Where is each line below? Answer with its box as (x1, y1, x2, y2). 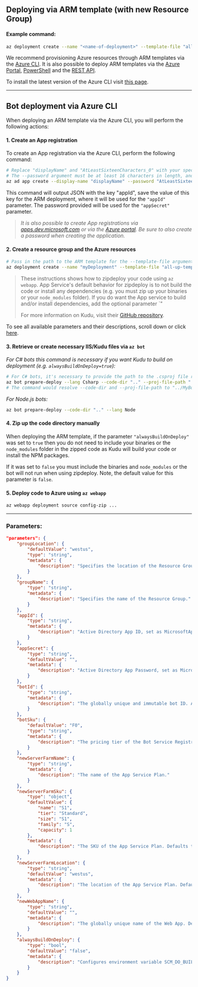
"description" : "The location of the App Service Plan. (37, 882, 178, 888)
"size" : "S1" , (37, 816, 72, 822)
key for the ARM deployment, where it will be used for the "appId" (6, 195, 166, 203)
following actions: (6, 123, 49, 130)
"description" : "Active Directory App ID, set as (37, 629, 162, 635)
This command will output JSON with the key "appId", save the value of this (6, 189, 190, 196)
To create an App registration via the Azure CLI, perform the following (6, 150, 176, 157)
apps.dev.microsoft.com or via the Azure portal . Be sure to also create (20, 226, 192, 233)
